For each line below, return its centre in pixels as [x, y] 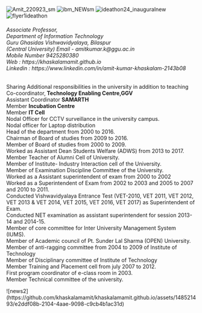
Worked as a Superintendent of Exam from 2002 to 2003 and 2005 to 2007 [100, 183]
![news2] [17, 291]
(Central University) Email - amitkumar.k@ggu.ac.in [71, 49]
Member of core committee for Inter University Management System [91, 228]
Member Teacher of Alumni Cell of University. [63, 158]
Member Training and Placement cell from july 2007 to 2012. [81, 266]
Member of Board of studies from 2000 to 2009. [66, 144]
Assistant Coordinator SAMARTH [48, 100]
